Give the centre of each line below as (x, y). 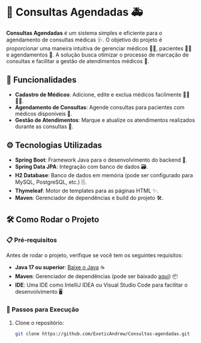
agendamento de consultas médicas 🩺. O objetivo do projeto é (84, 40)
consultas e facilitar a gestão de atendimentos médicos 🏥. (78, 61)
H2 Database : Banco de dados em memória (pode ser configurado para (104, 175)
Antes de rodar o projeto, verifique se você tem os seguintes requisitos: (94, 255)
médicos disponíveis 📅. (43, 114)
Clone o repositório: (39, 323)
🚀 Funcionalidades (41, 80)
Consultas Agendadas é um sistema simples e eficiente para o (84, 33)
